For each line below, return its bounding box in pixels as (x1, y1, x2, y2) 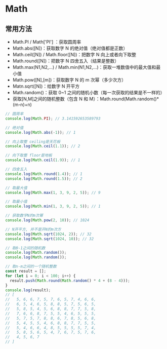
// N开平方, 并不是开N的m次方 (5, 226, 62, 232)
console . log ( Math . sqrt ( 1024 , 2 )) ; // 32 (5, 231, 92, 237)
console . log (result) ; (5, 287, 51, 293)
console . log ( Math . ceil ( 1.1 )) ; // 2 (5, 144, 80, 149)
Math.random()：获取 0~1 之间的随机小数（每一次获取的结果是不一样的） (12, 90, 165, 95)
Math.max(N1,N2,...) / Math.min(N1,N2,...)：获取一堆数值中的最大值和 (12, 64, 156, 70)
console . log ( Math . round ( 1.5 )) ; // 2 (5, 176, 82, 181)
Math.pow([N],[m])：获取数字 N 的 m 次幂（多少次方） (12, 77, 127, 83)
